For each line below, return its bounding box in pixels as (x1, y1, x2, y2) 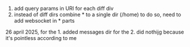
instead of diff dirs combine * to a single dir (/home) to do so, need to (13, 11, 182, 18)
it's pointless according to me (5, 35, 77, 41)
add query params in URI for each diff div (13, 5, 114, 12)
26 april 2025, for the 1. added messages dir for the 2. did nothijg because (5, 28, 185, 35)
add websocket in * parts (13, 17, 75, 24)
